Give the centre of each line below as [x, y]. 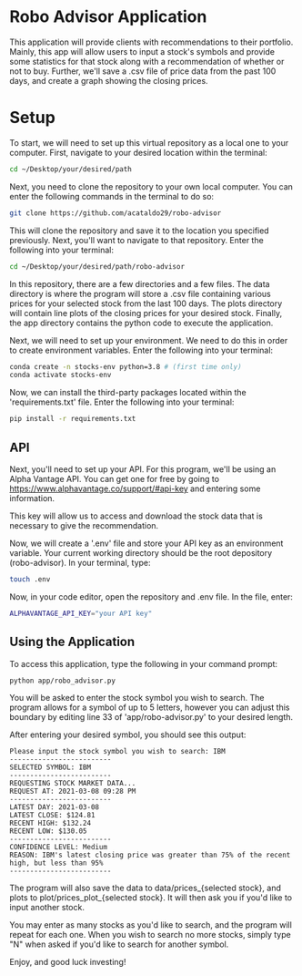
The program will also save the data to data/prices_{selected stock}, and [146, 888]
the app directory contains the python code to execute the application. [141, 323]
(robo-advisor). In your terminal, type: [81, 562]
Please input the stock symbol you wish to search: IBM [117, 752]
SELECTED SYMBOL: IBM [50, 767]
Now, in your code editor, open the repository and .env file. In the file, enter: [151, 596]
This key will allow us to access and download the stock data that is [136, 516]
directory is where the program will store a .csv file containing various [140, 293]
